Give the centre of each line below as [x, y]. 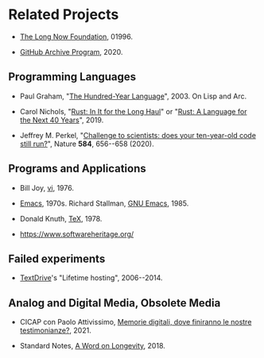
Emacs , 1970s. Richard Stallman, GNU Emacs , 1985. [104, 203]
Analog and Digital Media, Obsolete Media [115, 303]
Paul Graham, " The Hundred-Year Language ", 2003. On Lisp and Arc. [133, 96]
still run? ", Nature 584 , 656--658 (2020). [87, 144]
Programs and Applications [78, 169]
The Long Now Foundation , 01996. [76, 37]
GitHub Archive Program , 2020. [71, 52]
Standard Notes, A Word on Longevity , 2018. [92, 346]
